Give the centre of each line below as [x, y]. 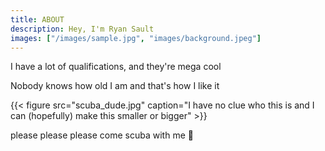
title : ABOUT [37, 19]
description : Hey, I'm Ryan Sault [82, 29]
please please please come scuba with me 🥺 [102, 135]
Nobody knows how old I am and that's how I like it [115, 86]
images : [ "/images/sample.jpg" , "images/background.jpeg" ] [136, 38]
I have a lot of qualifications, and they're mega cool [116, 67]
